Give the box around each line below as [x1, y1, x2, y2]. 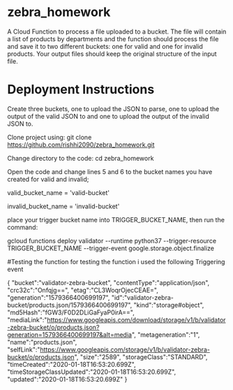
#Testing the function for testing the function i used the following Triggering [7, 257, 225, 266]
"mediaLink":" [7, 315, 47, 324]
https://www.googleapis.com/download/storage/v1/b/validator [47, 315, 226, 324]
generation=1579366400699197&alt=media [7, 330, 133, 339]
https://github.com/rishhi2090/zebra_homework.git [7, 140, 155, 149]
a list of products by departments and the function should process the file [7, 34, 219, 43]
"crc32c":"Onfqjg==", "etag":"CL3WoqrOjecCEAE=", [7, 286, 158, 294]
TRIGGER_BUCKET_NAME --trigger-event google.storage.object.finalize [7, 244, 215, 252]
